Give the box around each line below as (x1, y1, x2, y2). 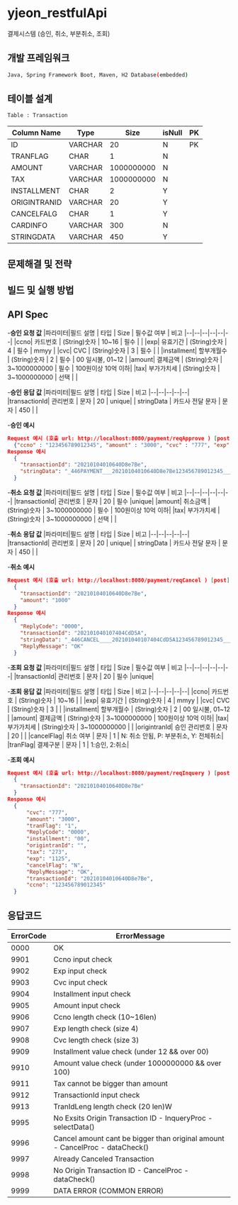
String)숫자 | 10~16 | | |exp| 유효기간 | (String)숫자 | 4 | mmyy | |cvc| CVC (21, 696, 230, 704)
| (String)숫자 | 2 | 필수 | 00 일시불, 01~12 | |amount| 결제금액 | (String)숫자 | (7, 355, 223, 363)
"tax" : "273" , (25, 849, 69, 856)
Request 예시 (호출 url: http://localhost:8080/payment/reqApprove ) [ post (7, 435, 230, 442)
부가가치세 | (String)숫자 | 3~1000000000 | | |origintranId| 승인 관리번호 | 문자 (7, 722, 228, 731)
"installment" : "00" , (25, 835, 91, 843)
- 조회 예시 (7, 755, 35, 764)
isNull (162, 128, 183, 138)
